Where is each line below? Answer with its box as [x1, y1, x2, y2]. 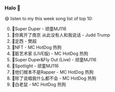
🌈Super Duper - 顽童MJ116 [11, 26, 67, 32]
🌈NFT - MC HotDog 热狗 [11, 45, 62, 50]
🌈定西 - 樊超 [11, 38, 37, 44]
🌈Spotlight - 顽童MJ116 [11, 63, 59, 69]
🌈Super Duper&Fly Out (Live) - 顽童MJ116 [11, 57, 97, 63]
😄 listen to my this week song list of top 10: [4, 16, 93, 22]
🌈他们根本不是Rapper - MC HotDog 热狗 [11, 69, 94, 75]
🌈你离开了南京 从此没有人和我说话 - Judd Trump [11, 32, 111, 38]
